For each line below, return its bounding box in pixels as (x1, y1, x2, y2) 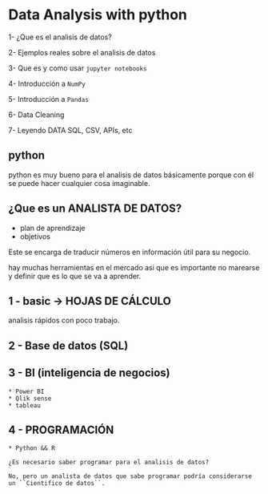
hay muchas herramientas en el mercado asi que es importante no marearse (8, 262, 260, 272)
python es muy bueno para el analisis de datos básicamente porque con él (8, 170, 254, 180)
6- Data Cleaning (8, 110, 65, 119)
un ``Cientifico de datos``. (8, 480, 106, 488)
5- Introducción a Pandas (8, 94, 90, 103)
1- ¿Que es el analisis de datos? (8, 32, 112, 42)
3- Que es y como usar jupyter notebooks (8, 63, 147, 73)
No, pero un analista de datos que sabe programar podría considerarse (8, 472, 252, 480)
